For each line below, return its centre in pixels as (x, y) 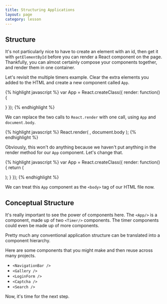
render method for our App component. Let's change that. (64, 153)
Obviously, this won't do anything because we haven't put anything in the (81, 147)
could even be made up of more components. (52, 225)
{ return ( (14, 168)
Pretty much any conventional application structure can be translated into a (82, 235)
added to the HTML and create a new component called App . (67, 83)
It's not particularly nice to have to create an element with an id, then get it (82, 52)
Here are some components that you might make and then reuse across (79, 250)
